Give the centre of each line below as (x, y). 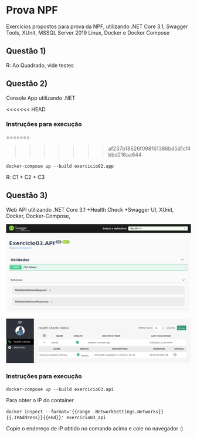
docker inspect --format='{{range (48, 412)
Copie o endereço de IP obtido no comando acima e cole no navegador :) (95, 428)
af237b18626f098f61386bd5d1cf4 (150, 148)
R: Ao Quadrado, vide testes (40, 65)
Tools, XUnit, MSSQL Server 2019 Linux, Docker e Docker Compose (88, 32)
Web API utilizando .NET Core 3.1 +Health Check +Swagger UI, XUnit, (90, 209)
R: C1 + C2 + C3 (26, 177)
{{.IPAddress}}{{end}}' (35, 417)
